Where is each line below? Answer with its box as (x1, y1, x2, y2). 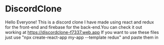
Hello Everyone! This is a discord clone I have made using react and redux (5, 19, 154, 25)
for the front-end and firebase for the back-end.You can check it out (5, 24, 143, 30)
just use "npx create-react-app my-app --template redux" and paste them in (5, 34, 159, 40)
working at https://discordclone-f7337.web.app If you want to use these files (5, 29, 159, 35)
